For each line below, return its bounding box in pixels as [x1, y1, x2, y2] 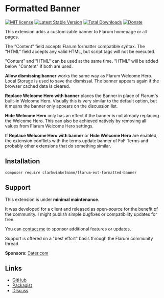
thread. [5, 241, 20, 247]
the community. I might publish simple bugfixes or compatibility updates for [5, 211, 158, 217]
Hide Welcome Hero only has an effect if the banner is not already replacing [5, 112, 159, 118]
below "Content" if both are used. [5, 63, 73, 69]
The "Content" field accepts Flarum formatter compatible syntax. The [5, 43, 145, 49]
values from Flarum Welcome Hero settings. [5, 123, 94, 129]
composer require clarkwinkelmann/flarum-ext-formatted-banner [5, 170, 137, 175]
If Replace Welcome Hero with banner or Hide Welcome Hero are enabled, [5, 132, 158, 138]
